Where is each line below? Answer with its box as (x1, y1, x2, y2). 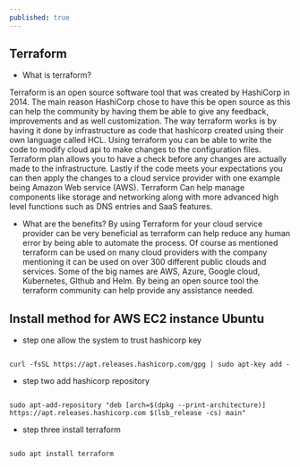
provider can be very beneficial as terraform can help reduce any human (21, 228, 291, 239)
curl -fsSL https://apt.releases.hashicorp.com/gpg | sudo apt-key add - (9, 360, 291, 369)
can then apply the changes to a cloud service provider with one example (9, 173, 280, 183)
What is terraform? (21, 70, 92, 81)
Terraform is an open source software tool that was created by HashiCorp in (9, 87, 291, 98)
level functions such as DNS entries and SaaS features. (9, 201, 213, 212)
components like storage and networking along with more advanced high (9, 191, 279, 202)
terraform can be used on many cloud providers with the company (21, 247, 268, 258)
